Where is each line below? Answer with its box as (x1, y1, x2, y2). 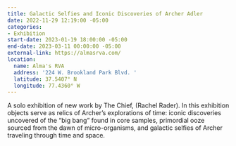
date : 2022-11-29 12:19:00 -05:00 (7, 17, 109, 24)
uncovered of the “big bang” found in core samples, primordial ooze (7, 117, 205, 125)
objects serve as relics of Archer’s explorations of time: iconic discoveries (7, 109, 222, 117)
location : (7, 56, 37, 63)
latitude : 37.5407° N (13, 75, 77, 83)
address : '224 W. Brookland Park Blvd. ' (13, 69, 137, 76)
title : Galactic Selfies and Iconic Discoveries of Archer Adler (7, 10, 203, 18)
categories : (7, 23, 42, 30)
